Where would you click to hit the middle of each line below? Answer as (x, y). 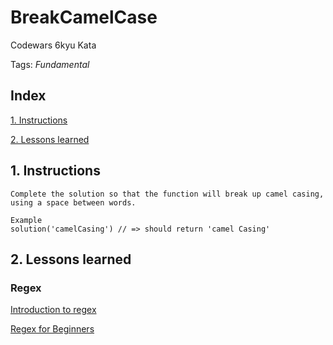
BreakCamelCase (84, 17)
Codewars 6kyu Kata (53, 45)
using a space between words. (73, 202)
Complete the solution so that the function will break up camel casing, (167, 194)
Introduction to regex (53, 310)
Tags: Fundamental (50, 64)
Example (26, 220)
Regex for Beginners (52, 329)
